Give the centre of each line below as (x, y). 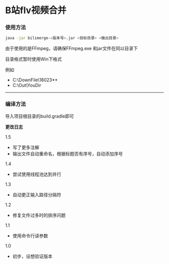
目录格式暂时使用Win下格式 (33, 59)
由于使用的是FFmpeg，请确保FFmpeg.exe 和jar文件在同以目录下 (72, 48)
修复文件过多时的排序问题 (39, 215)
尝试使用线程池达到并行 (37, 174)
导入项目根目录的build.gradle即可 (40, 116)
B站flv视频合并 (36, 10)
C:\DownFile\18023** (35, 80)
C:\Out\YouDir (27, 85)
